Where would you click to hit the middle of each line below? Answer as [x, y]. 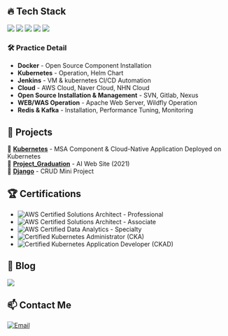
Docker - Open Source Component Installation [84, 66]
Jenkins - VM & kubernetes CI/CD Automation [84, 80]
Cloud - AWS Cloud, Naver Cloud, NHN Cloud [84, 88]
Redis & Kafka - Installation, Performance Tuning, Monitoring [105, 110]
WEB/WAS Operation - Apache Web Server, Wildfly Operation [107, 103]
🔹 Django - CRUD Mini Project [51, 171]
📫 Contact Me [40, 305]
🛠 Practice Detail [37, 48]
